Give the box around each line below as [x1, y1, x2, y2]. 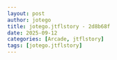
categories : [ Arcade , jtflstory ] [7, 36, 104, 43]
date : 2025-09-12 [7, 29, 58, 37]
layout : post [7, 10, 45, 17]
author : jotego [7, 17, 52, 23]
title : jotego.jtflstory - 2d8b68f [7, 23, 111, 30]
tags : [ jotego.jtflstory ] [7, 42, 82, 49]
